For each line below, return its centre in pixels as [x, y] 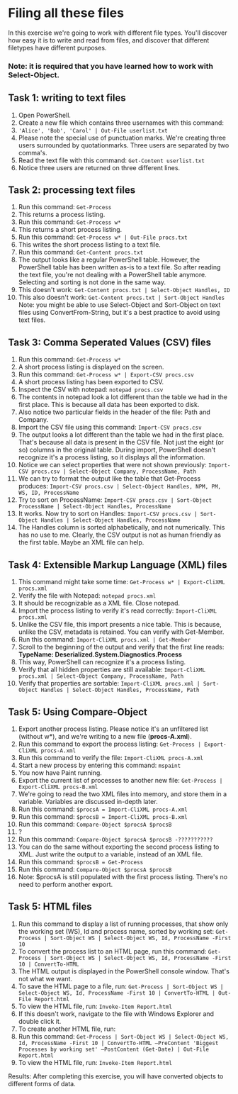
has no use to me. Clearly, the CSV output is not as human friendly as [120, 535]
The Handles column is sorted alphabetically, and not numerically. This [121, 528]
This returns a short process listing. [70, 230]
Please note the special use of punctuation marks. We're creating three [122, 138]
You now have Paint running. [60, 772]
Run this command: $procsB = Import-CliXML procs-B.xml [103, 816]
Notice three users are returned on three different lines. [99, 167]
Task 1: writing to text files [67, 98]
